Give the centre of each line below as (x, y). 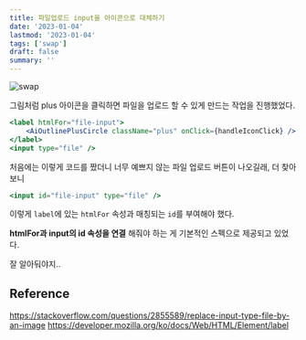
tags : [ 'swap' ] (38, 43)
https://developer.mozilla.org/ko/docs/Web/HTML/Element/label (168, 325)
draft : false (34, 52)
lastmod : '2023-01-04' (53, 35)
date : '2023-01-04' (47, 27)
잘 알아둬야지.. (35, 264)
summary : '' (32, 60)
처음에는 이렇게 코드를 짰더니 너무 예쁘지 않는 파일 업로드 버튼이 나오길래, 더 (145, 166)
